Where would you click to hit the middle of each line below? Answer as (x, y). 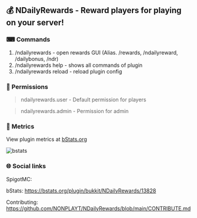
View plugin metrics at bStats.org (47, 139)
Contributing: (22, 202)
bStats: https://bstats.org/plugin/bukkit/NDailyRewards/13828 (81, 190)
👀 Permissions (27, 86)
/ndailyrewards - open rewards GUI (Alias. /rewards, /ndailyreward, (96, 52)
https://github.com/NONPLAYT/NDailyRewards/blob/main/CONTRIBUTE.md (98, 208)
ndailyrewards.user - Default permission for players (83, 100)
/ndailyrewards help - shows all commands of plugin (79, 65)
